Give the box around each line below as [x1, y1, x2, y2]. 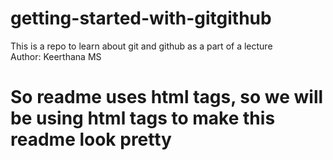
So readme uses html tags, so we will [10, 86, 324, 109]
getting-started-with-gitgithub [10, 7, 272, 30]
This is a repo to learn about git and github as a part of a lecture [10, 40, 273, 52]
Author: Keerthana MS [10, 50, 102, 62]
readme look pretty [10, 128, 172, 151]
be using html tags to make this [10, 107, 276, 130]
